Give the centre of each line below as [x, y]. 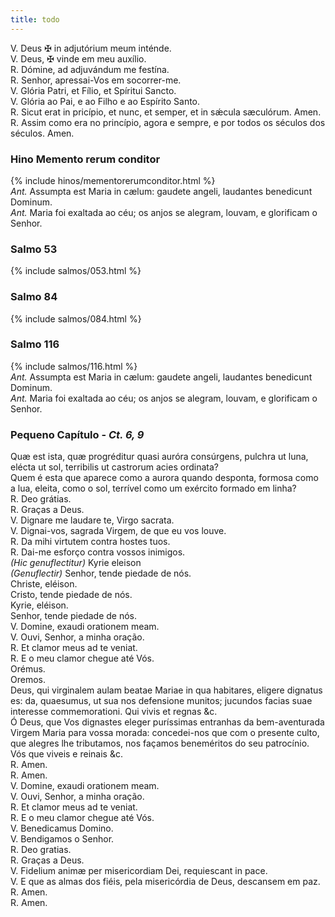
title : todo [35, 19]
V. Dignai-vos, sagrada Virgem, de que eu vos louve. [118, 531]
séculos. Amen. [42, 133]
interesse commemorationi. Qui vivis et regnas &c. [114, 712]
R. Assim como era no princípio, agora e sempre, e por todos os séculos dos [168, 122]
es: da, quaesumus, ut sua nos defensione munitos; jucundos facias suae [161, 701]
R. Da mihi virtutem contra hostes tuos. [90, 542]
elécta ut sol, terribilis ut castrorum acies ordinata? [114, 467]
